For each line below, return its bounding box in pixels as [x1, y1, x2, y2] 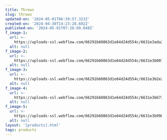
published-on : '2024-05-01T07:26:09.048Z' [5, 26, 94, 31]
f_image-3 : [5, 68, 28, 72]
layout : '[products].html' [5, 123, 61, 128]
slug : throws [5, 12, 32, 17]
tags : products [5, 127, 37, 132]
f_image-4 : [5, 85, 28, 91]
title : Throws [5, 7, 35, 12]
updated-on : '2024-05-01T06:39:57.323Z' [5, 16, 90, 21]
